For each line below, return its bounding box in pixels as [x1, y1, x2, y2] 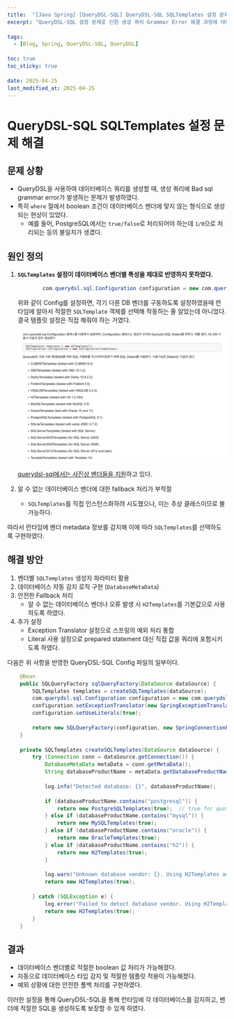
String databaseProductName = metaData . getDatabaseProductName [44, 768, 232, 775]
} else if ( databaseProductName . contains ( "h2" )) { [44, 842, 195, 848]
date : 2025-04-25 [7, 77, 58, 84]
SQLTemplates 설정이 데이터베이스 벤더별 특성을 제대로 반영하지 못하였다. [17, 270, 214, 278]
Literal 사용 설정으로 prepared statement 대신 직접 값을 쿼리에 [27, 634, 198, 643]
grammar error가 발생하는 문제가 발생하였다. [17, 193, 139, 202]
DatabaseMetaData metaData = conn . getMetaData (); [44, 761, 192, 768]
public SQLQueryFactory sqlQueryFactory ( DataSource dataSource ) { [19, 680, 217, 687]
